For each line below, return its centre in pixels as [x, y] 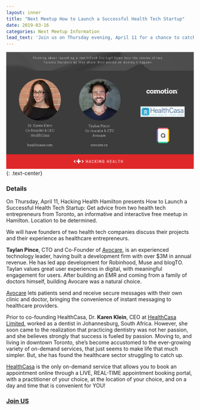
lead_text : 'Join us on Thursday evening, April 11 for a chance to [93, 38]
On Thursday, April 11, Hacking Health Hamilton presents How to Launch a [97, 202]
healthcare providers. [32, 306]
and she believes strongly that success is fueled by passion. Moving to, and [99, 336]
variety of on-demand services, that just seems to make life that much [92, 349]
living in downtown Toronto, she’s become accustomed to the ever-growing [99, 343]
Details [17, 189]
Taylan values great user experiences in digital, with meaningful [84, 269]
